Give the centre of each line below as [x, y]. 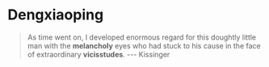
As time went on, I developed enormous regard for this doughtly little [142, 37]
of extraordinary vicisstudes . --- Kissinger [99, 54]
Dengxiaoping [56, 15]
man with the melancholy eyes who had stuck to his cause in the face [144, 45]
